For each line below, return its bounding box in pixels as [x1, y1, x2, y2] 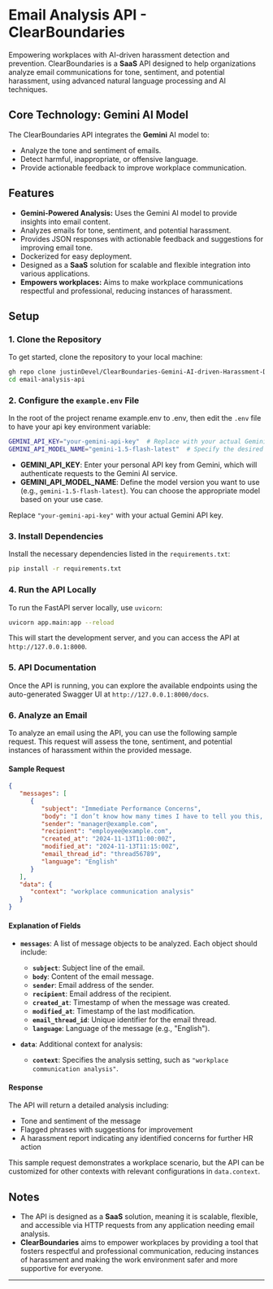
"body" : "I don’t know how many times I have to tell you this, [41, 812, 264, 820]
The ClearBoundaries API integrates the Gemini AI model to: [8, 129, 210, 139]
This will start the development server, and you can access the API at [8, 633, 240, 643]
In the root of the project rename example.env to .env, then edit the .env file [8, 413, 262, 423]
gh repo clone [8, 368, 57, 376]
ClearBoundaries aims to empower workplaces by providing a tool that [19, 1238, 258, 1247]
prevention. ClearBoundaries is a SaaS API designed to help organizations [8, 59, 256, 68]
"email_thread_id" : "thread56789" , [41, 850, 162, 859]
